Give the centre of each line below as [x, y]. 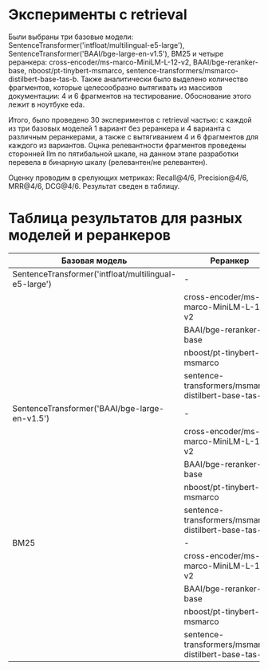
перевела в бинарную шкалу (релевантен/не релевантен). [108, 162]
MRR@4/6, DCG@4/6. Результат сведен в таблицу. [94, 186]
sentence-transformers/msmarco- [183, 70]
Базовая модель [94, 261]
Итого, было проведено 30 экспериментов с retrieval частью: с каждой [130, 120]
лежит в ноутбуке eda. [47, 104]
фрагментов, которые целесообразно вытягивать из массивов [115, 87]
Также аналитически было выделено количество [165, 79]
